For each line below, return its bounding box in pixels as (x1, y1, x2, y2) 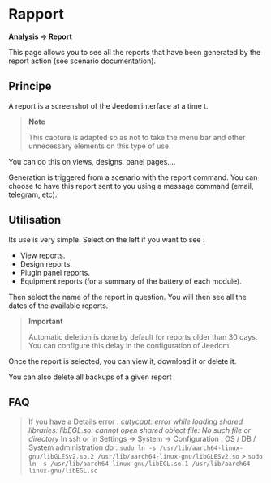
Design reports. (19, 259, 73, 268)
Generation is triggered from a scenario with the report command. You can (8, 172, 258, 182)
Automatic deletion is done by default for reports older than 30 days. (28, 331, 258, 341)
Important (28, 316, 63, 326)
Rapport (8, 5, 65, 24)
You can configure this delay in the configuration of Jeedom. (28, 340, 231, 350)
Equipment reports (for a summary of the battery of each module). (19, 276, 242, 286)
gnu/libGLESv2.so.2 (28, 453, 95, 461)
